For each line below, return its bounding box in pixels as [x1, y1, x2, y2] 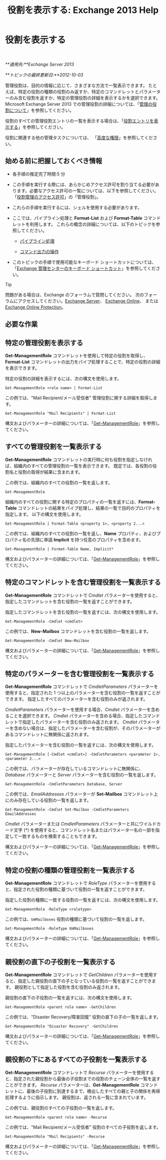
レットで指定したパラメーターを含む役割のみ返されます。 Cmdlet [5, 719, 137, 725]
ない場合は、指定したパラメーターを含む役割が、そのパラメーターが [22, 725, 161, 731]
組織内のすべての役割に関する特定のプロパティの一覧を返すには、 [5, 499, 139, 505]
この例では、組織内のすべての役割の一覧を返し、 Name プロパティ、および [5, 530, 157, 537]
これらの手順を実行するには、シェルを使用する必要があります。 [12, 204, 142, 210]
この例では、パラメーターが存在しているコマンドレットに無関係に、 [5, 766, 143, 772]
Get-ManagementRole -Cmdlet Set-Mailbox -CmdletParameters [5, 807, 129, 812]
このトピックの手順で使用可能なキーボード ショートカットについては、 [12, 259, 157, 265]
